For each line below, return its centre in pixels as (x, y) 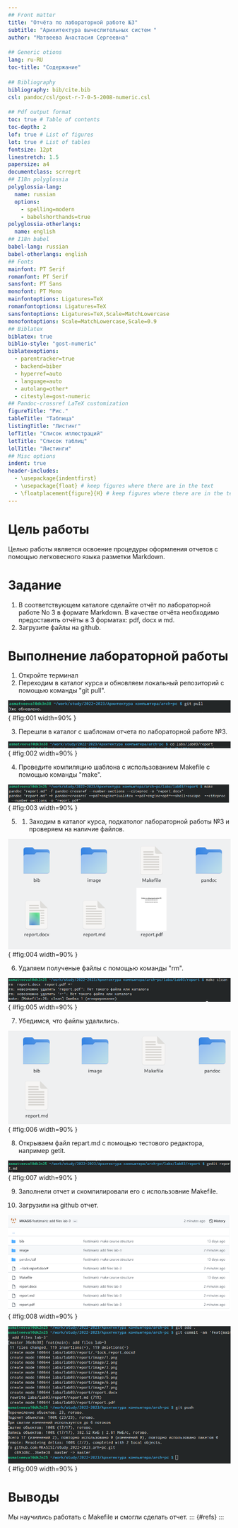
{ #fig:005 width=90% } (43, 1007)
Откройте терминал (48, 675)
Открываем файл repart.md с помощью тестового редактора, (111, 1143)
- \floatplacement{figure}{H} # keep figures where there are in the (119, 493)
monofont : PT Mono (35, 292)
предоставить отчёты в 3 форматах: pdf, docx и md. (96, 619)
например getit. (42, 1151)
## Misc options (32, 456)
